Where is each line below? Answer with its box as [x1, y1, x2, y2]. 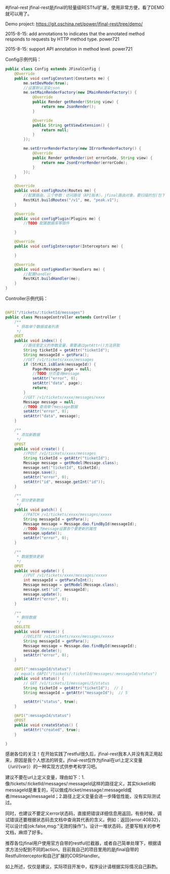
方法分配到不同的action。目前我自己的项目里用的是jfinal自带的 [9, 847, 139, 853]
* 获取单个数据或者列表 [16, 324, 59, 329]
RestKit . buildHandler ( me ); [23, 276, 80, 281]
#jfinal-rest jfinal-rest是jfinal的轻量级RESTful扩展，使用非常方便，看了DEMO [5, 5, 164, 10]
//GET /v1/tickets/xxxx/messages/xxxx [23, 395, 105, 400]
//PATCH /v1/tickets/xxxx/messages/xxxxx [23, 512, 112, 517]
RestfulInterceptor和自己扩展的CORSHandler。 [5, 853, 103, 859]
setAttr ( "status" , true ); [23, 699, 78, 704]
